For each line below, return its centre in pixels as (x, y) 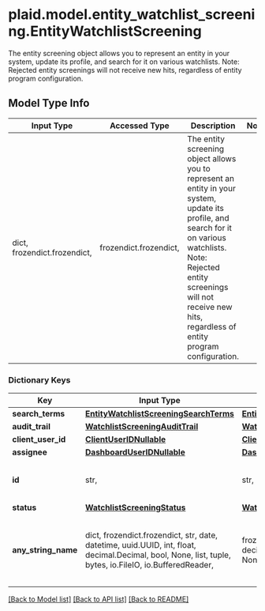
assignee (30, 452)
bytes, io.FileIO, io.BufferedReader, (150, 565)
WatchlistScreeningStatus (136, 507)
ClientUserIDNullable (126, 439)
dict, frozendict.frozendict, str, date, (152, 535)
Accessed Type (139, 126)
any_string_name (45, 550)
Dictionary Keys (39, 379)
